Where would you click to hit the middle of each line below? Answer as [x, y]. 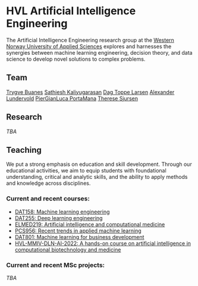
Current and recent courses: [48, 199]
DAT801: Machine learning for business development [79, 237]
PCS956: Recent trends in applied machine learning [78, 231]
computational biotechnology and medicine [68, 249]
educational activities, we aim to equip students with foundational [86, 171]
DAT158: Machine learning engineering [62, 212]
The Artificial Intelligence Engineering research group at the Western [90, 40]
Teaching [24, 150]
